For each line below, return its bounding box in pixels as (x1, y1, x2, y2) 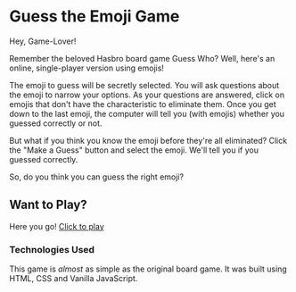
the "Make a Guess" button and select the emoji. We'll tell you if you (9, 145, 259, 155)
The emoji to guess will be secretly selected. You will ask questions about (9, 79, 280, 90)
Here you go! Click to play (9, 221, 104, 231)
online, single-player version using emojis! (9, 63, 165, 73)
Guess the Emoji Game (9, 6, 180, 27)
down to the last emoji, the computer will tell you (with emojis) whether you (9, 108, 285, 119)
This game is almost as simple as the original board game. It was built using (9, 263, 287, 274)
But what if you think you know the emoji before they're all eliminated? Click (9, 135, 288, 146)
